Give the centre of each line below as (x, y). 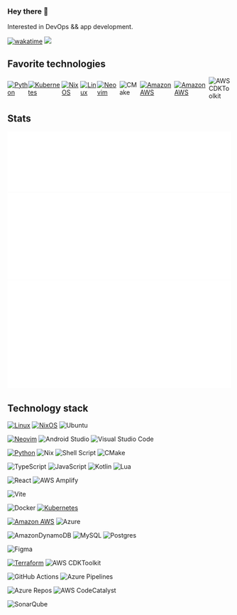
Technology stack (48, 408)
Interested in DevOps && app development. (70, 27)
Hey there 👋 (28, 11)
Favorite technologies (57, 64)
